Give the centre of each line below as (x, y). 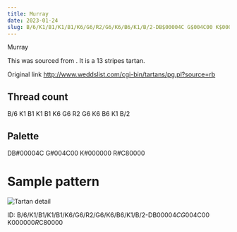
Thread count (38, 97)
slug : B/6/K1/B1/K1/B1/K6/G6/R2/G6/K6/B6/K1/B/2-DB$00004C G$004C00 (110, 27)
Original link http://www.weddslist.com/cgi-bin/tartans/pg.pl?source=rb (111, 74)
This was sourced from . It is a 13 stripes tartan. (77, 61)
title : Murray (28, 14)
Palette (23, 136)
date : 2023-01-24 (33, 21)
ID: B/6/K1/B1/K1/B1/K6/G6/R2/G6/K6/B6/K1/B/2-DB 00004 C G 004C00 (109, 215)
